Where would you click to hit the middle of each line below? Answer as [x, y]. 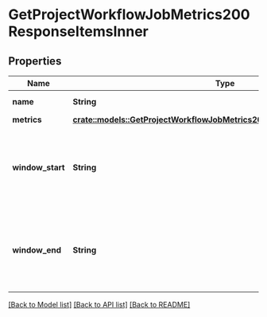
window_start [39, 167]
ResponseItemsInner [78, 31]
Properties [35, 61]
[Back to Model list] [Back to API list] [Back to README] [99, 305]
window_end [37, 250]
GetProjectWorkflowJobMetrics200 [129, 15]
